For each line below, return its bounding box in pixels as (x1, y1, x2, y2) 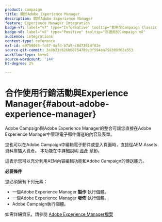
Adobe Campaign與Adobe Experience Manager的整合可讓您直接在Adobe (5, 126, 151, 131)
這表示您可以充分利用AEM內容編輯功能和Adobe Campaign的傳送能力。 (5, 158, 147, 164)
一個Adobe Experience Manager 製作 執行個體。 (12, 189, 109, 195)
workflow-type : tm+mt (5, 52, 49, 57)
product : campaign (5, 7, 42, 12)
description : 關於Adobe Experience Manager (5, 16, 93, 21)
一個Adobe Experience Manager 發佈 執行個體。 (12, 195, 109, 201)
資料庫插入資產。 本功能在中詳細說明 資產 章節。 (5, 148, 102, 154)
